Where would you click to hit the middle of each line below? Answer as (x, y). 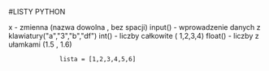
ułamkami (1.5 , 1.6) (40, 44)
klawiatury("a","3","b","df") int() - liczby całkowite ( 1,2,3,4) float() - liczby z (134, 36)
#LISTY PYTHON (37, 12)
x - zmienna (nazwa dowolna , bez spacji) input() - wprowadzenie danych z (135, 27)
